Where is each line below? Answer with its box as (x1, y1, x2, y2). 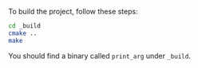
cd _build (8, 22, 42, 30)
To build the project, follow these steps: (8, 7, 138, 16)
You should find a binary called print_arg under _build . (8, 51, 192, 60)
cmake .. (8, 29, 38, 37)
